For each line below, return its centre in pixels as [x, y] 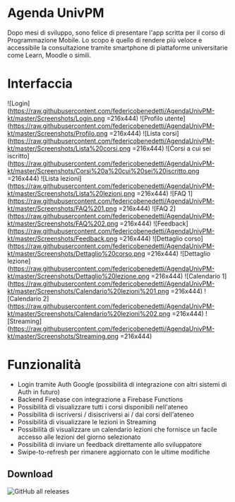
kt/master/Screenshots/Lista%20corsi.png [69, 148]
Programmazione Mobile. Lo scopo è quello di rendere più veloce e [105, 40]
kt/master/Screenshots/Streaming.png [63, 336]
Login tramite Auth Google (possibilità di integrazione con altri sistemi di [122, 384]
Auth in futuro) [38, 392]
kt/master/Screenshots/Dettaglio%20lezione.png [78, 276]
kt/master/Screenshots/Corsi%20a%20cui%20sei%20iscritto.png [103, 170]
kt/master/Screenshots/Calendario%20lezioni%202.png [89, 313]
